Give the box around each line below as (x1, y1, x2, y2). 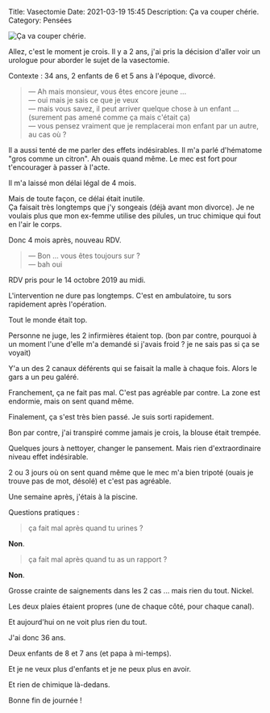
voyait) (8, 348, 31, 357)
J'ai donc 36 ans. (8, 633, 66, 642)
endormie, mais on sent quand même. (8, 396, 135, 406)
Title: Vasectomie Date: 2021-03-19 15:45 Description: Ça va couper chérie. (8, 7, 260, 16)
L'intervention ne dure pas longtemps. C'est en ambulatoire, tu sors (8, 291, 232, 300)
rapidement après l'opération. (8, 299, 107, 309)
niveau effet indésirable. (8, 452, 89, 462)
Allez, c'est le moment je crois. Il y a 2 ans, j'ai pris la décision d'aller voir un (8, 47, 260, 56)
